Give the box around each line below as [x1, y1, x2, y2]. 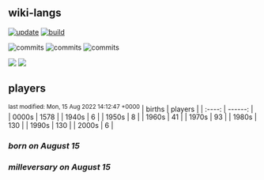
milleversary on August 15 [8, 162, 111, 173]
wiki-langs [8, 6, 62, 20]
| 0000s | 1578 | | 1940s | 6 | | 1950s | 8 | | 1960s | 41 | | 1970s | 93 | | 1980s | [8, 112, 257, 122]
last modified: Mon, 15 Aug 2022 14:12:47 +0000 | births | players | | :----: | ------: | [8, 103, 254, 114]
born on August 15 [8, 141, 81, 152]
